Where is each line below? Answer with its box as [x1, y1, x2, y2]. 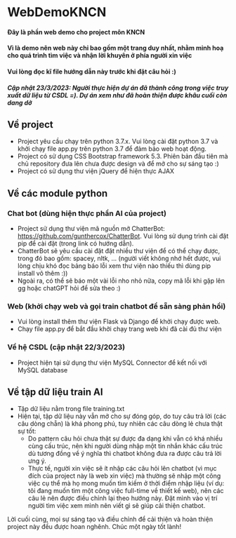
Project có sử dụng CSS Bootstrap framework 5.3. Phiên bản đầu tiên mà [17, 152, 228, 161]
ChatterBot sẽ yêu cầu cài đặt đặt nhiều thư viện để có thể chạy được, [17, 247, 221, 255]
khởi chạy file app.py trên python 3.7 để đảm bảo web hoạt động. [17, 144, 207, 153]
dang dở [7, 98, 32, 107]
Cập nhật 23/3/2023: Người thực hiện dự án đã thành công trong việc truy [7, 83, 229, 92]
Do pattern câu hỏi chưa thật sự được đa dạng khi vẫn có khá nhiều [27, 434, 223, 443]
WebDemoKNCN [7, 4, 107, 20]
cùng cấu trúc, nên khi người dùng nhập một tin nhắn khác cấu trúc [27, 442, 223, 450]
